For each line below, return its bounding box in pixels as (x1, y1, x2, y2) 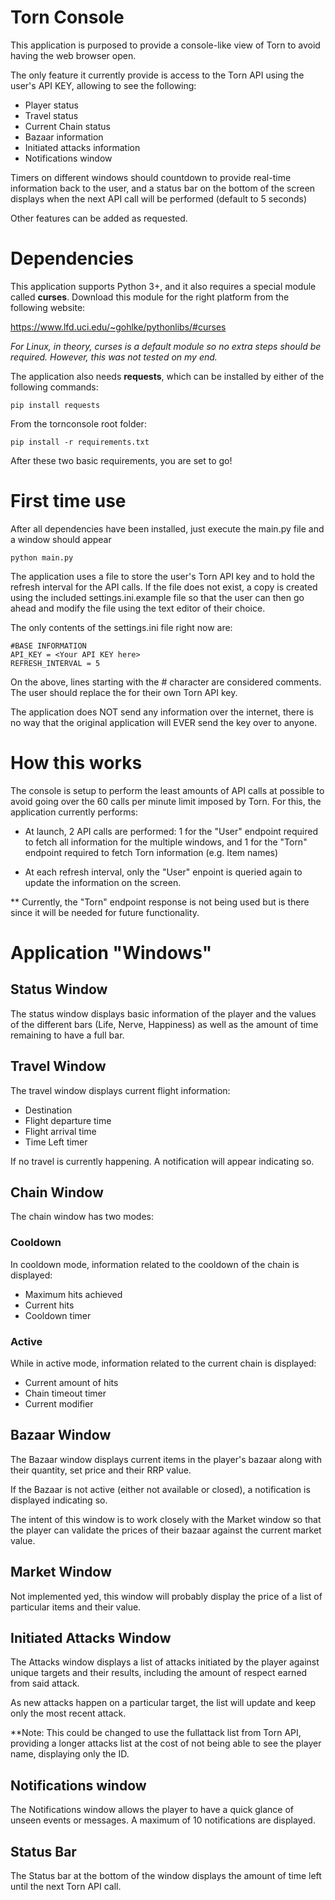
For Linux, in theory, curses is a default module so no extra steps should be (10, 340, 322, 352)
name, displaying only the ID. (10, 1748, 130, 1760)
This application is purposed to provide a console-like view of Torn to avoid (10, 39, 321, 51)
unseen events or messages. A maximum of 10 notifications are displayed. (10, 1814, 316, 1826)
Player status (24, 99, 79, 111)
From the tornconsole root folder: (10, 417, 147, 430)
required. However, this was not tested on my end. (10, 351, 218, 363)
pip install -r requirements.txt (10, 437, 150, 447)
